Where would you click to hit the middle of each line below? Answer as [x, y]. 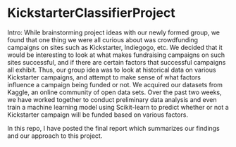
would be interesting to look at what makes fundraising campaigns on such [116, 55]
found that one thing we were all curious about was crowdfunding [103, 39]
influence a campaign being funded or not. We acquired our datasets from [115, 84]
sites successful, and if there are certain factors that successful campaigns [117, 62]
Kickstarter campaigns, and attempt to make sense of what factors [104, 77]
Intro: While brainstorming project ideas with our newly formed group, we [114, 32]
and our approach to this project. [55, 136]
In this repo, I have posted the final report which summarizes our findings [113, 128]
